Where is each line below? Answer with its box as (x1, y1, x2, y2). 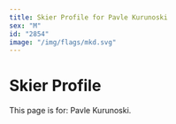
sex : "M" (9, 21, 42, 30)
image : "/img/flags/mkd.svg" (9, 37, 117, 47)
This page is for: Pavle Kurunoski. (9, 105, 132, 116)
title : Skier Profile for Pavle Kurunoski (9, 12, 168, 22)
